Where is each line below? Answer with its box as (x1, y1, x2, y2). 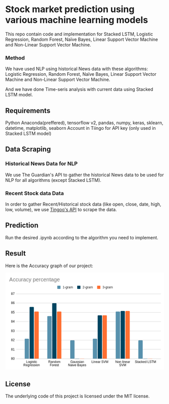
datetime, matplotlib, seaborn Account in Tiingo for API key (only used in (5, 125, 156, 131)
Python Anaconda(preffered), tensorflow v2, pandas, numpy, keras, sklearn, (5, 120, 163, 126)
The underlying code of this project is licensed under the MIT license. (5, 393, 150, 399)
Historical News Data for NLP (5, 160, 78, 167)
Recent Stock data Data (5, 189, 64, 196)
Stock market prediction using (5, 4, 135, 15)
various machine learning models (5, 14, 148, 26)
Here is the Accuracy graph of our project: (5, 263, 93, 269)
